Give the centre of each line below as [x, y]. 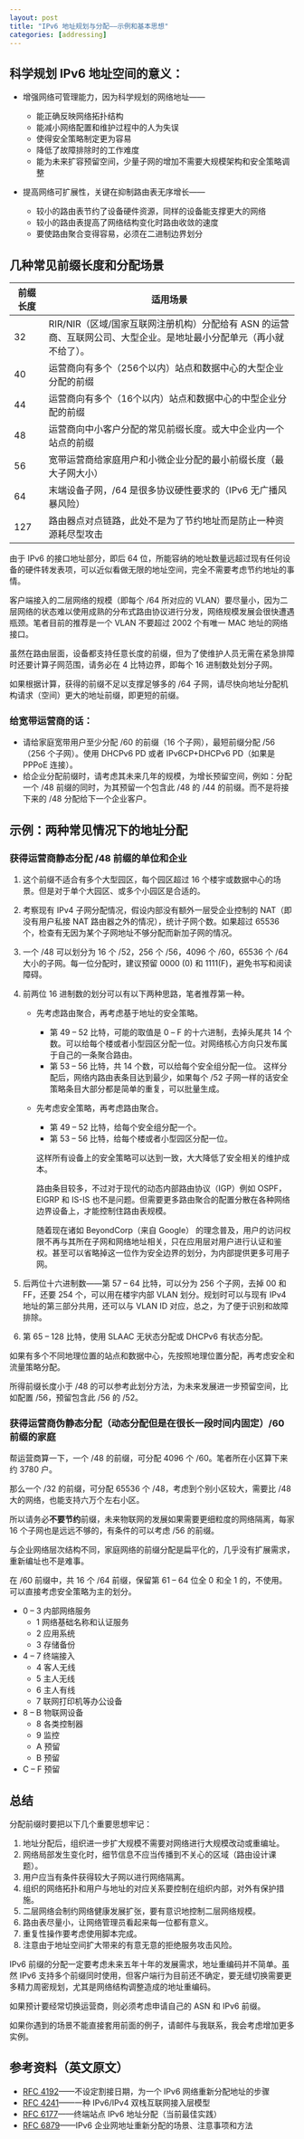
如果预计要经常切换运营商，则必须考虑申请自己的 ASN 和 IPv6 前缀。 [138, 2006]
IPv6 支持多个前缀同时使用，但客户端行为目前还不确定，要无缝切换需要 [152, 1976]
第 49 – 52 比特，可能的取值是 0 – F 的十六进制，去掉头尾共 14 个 [171, 1031]
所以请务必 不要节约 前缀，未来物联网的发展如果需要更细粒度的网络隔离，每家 [152, 1519]
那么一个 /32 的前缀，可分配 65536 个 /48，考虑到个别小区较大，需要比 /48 [150, 1488]
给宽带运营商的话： [51, 720]
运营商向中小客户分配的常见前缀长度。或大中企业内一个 [166, 429]
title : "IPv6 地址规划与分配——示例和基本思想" [89, 26]
